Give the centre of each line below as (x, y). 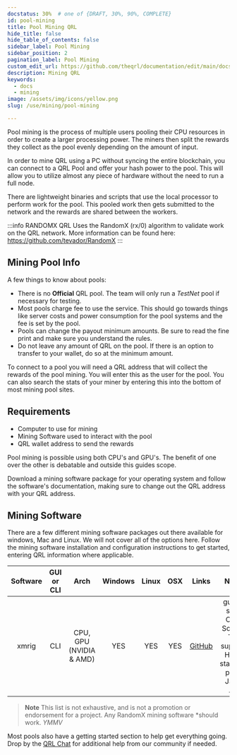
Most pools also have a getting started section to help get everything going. (117, 736)
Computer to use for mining (57, 428)
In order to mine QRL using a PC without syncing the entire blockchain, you (116, 160)
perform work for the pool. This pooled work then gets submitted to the (111, 204)
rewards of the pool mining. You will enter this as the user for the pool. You (116, 374)
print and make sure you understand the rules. (85, 338)
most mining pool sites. (41, 389)
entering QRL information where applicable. (71, 555)
